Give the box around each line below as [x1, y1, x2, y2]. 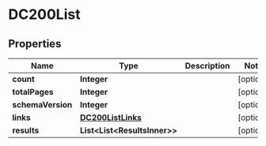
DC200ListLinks [80, 112, 142, 123]
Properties [8, 37, 62, 51]
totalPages [12, 87, 54, 97]
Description [184, 61, 230, 71]
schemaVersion [12, 99, 73, 110]
